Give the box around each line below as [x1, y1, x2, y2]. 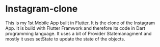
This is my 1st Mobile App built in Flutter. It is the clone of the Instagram [5, 20, 155, 26]
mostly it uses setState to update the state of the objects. [5, 36, 125, 42]
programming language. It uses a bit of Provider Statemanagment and [5, 30, 152, 36]
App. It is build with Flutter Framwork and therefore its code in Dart [5, 25, 146, 31]
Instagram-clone [5, 3, 78, 15]
